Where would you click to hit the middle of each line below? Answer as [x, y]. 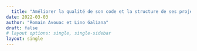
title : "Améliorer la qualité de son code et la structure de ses [94, 11]
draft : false [22, 28]
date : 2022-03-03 [27, 17]
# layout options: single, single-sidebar [59, 33]
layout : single [25, 39]
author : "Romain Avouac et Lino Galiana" [57, 22]
